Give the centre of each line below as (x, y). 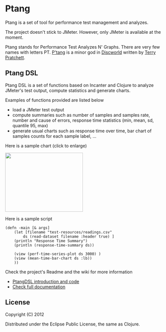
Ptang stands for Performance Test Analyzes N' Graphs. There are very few (83, 47)
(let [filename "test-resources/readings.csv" (63, 232)
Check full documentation (39, 287)
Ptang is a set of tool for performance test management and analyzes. (77, 22)
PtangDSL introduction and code (46, 281)
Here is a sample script (29, 219)
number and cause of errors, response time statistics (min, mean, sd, (83, 120)
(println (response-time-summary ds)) (54, 245)
